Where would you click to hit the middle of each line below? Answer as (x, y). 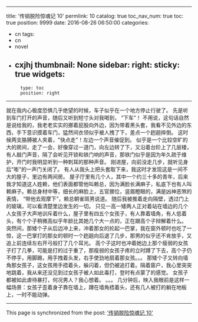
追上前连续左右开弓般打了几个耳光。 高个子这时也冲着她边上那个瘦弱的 (92, 243)
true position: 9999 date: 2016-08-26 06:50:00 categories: (77, 22)
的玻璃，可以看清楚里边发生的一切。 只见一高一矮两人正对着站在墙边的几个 (97, 206)
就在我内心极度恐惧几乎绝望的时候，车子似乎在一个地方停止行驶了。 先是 (95, 110)
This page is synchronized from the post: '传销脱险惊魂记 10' (80, 313)
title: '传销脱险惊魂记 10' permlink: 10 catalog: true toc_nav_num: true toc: (95, 16)
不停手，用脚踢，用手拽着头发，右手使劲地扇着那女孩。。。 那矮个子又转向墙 (97, 258)
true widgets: (40, 74)
